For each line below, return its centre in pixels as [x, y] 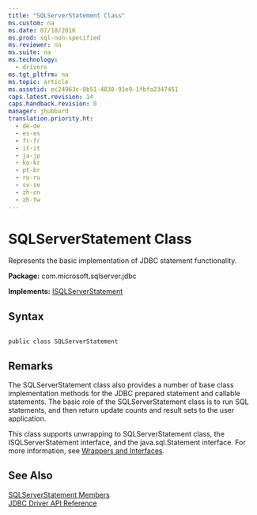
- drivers [31, 67]
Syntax [26, 317]
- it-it [28, 148]
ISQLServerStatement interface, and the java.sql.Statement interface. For [127, 443]
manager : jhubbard [38, 112]
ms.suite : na [30, 52]
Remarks [31, 366]
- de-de [28, 126]
